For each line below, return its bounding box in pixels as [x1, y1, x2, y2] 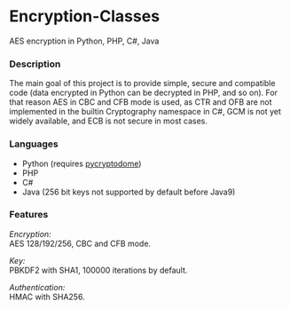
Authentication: [9, 281, 66, 292]
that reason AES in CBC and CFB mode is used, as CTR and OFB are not [9, 97, 272, 107]
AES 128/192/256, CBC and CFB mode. [9, 238, 152, 249]
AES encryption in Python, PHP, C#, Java [9, 36, 160, 46]
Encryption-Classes [9, 6, 161, 27]
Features [9, 209, 49, 221]
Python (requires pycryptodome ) [21, 158, 142, 169]
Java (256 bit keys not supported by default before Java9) [21, 186, 236, 197]
